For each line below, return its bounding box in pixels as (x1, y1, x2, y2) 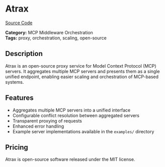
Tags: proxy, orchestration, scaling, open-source (5, 35, 107, 41)
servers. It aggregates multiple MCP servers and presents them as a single (5, 68, 160, 74)
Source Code (5, 20, 33, 26)
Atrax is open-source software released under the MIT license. (5, 156, 135, 162)
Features (5, 94, 34, 102)
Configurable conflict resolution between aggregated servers (12, 112, 140, 119)
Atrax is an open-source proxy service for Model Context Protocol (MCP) (5, 63, 157, 69)
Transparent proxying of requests (12, 118, 82, 124)
